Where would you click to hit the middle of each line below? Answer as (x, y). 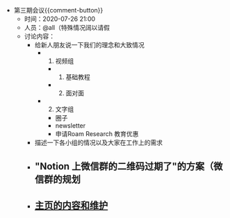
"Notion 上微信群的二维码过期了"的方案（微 (129, 166)
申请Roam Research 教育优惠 (97, 134)
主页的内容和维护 (71, 205)
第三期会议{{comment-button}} (58, 10)
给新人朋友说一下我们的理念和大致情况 (89, 45)
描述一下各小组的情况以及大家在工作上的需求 (99, 142)
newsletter (71, 126)
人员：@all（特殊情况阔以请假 (67, 27)
